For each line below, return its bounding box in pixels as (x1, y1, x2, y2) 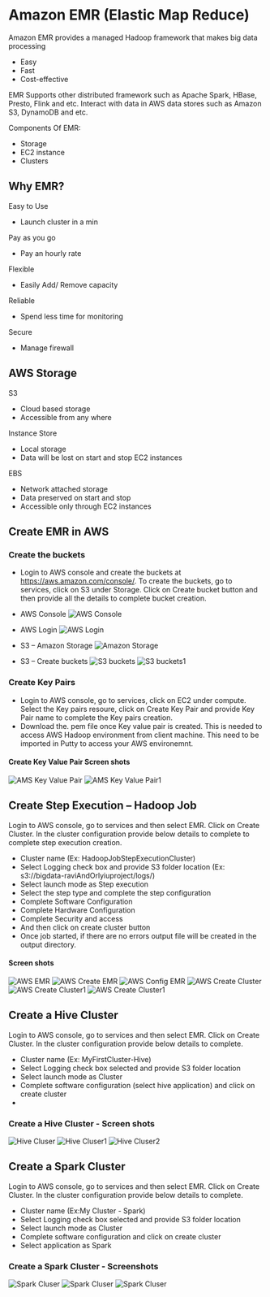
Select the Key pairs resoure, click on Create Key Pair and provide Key (19, 704, 255, 714)
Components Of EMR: (8, 123, 81, 132)
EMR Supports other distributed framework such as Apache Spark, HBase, (8, 89, 257, 99)
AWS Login (19, 625, 58, 635)
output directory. (19, 939, 77, 949)
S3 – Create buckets (19, 657, 88, 666)
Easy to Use (8, 201, 49, 210)
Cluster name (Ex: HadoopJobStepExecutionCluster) (19, 853, 196, 863)
